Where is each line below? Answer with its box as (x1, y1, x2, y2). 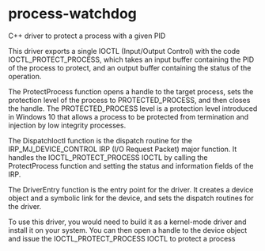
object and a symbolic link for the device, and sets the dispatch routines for (8, 193, 254, 203)
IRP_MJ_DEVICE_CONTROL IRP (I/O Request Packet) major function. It (8, 144, 237, 154)
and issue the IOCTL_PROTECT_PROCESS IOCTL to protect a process (8, 234, 236, 243)
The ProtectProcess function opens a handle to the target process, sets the (8, 86, 254, 96)
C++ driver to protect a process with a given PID (8, 31, 166, 40)
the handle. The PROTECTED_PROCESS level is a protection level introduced (8, 104, 258, 113)
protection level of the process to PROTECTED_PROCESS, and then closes (8, 95, 251, 105)
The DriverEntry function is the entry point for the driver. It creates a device (8, 184, 254, 194)
